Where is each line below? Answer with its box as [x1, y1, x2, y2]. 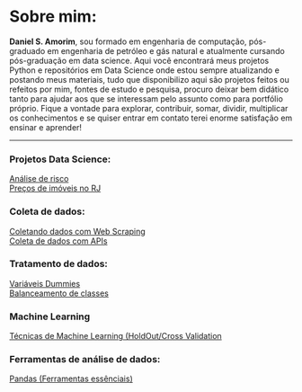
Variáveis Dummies [9, 278, 81, 289]
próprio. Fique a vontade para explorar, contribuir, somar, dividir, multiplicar [9, 102, 289, 113]
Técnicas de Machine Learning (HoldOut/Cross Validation [9, 331, 222, 342]
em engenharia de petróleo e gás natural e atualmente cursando [47, 45, 285, 56]
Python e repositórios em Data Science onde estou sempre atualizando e [9, 65, 280, 76]
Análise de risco [9, 174, 69, 184]
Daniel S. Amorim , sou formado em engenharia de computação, [9, 36, 247, 47]
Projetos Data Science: [9, 153, 111, 165]
